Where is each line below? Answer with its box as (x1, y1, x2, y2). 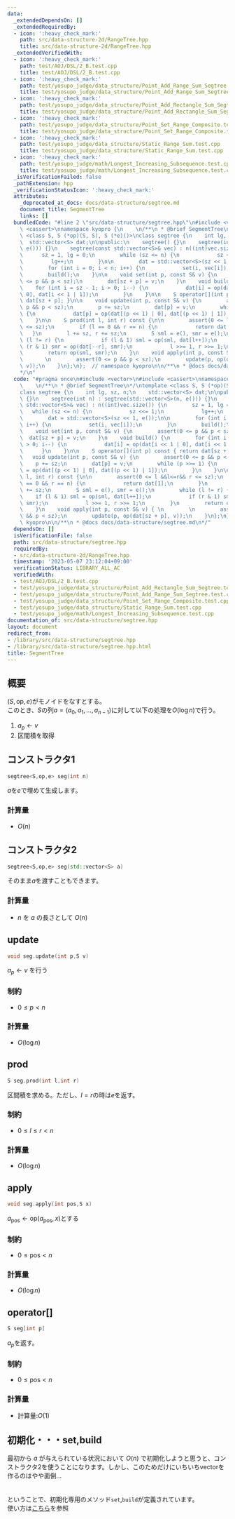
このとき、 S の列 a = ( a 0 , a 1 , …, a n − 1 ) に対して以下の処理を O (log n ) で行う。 (7, 706, 220, 716)
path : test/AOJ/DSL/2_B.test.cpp (20, 62, 117, 69)
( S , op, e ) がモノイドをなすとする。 (7, 697, 106, 706)
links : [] (20, 213, 49, 220)
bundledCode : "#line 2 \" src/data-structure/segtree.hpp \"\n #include (13, 219, 220, 226)
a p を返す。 (7, 1338, 38, 1349)
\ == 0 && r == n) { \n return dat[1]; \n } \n (20, 480, 208, 487)
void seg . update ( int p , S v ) (7, 952, 90, 960)
